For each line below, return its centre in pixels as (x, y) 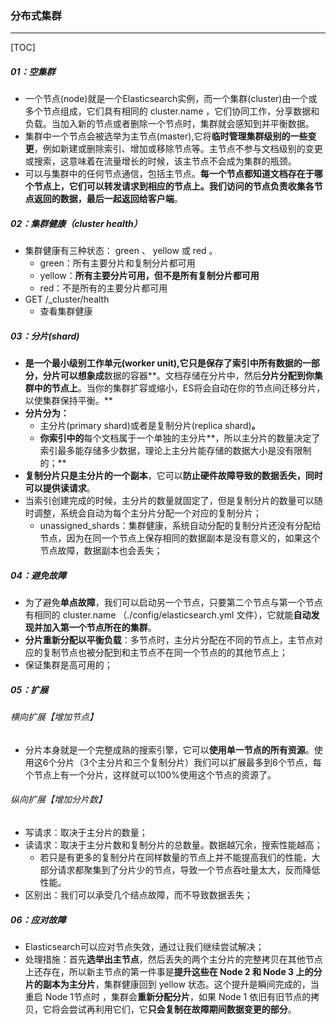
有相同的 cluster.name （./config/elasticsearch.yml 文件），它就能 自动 (168, 615)
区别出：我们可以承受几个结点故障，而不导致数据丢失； (138, 894)
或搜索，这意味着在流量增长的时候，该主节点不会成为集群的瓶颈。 (160, 161)
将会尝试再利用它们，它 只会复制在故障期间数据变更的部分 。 (174, 1009)
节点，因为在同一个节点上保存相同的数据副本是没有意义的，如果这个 (180, 538)
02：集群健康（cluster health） (76, 223)
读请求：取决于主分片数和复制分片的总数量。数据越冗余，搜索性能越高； (173, 844)
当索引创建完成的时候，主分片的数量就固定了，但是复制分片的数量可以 (169, 501)
